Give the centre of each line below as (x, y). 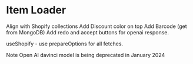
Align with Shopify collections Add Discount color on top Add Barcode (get (96, 26)
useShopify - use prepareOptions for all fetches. (65, 44)
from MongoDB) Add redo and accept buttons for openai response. (88, 32)
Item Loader (36, 10)
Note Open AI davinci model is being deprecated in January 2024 (86, 55)
